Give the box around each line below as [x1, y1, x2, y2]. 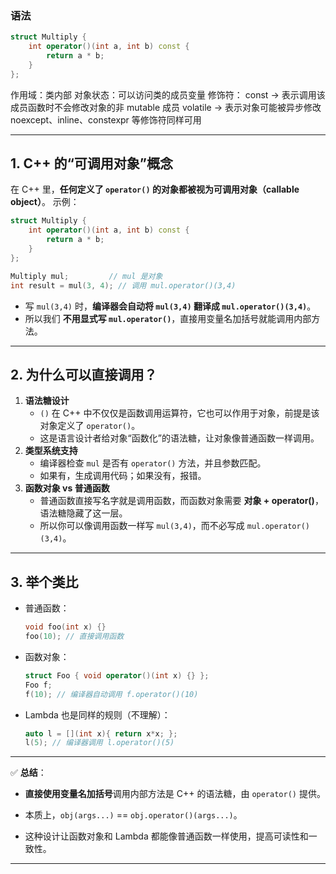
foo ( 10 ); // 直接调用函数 [24, 632, 125, 642]
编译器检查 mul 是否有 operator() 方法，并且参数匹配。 [39, 457, 267, 469]
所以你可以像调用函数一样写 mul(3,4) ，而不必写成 [39, 520, 245, 532]
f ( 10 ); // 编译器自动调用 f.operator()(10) [24, 689, 199, 699]
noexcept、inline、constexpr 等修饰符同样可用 [10, 113, 202, 126]
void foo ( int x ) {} [24, 622, 107, 632]
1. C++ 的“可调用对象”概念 [10, 155, 173, 172]
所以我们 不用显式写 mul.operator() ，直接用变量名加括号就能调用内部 [24, 312, 312, 324]
